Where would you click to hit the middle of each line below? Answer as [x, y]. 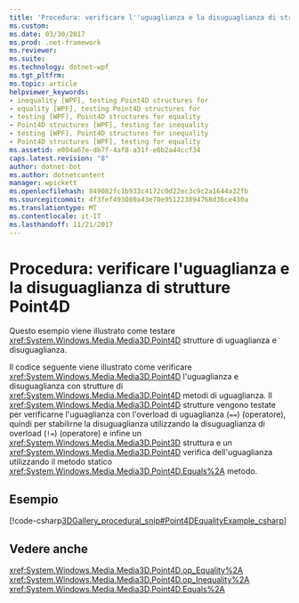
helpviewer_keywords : [49, 92]
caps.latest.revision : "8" [59, 158]
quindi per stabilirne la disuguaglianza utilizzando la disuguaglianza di [137, 424]
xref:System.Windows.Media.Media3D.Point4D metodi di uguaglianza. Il [141, 395]
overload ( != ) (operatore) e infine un [76, 434]
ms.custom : [29, 26]
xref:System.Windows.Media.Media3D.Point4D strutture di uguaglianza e [143, 340]
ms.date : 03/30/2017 [48, 34]
